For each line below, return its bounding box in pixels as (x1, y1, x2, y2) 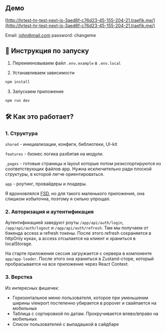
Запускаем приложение (12, 88, 64, 94)
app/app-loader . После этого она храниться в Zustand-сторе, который (5, 256, 154, 262)
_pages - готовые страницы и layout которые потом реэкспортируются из (5, 161, 161, 167)
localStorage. (5, 241, 32, 247)
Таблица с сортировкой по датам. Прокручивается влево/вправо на (12, 311, 159, 317)
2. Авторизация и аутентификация (5, 208, 94, 215)
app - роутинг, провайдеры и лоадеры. (5, 181, 87, 187)
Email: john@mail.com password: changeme (5, 32, 96, 38)
